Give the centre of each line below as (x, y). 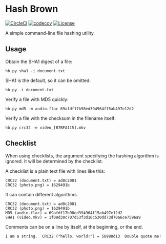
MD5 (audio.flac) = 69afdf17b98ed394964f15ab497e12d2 (64, 213)
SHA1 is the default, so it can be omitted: (48, 80)
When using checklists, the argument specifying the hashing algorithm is (82, 156)
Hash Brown (32, 9)
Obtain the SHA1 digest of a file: (39, 62)
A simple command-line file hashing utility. (50, 33)
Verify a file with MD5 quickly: (37, 99)
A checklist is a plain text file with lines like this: (55, 171)
